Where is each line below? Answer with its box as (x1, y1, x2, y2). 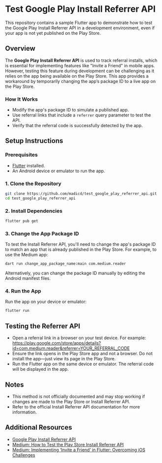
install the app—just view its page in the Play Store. (12, 356, 116, 362)
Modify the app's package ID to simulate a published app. (12, 107, 129, 113)
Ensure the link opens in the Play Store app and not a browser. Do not (12, 351, 153, 356)
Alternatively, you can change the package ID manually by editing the (5, 270, 146, 276)
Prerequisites (5, 151, 38, 158)
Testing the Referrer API (5, 322, 81, 330)
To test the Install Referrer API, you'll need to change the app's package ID (5, 242, 156, 247)
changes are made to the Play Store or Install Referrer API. (12, 399, 131, 405)
